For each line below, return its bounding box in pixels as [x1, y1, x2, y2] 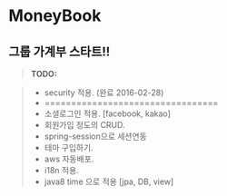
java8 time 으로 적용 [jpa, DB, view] [44, 176, 174, 187]
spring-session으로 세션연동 [44, 131, 147, 142]
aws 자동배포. [44, 153, 94, 164]
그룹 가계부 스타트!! [8, 44, 111, 59]
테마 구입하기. [44, 142, 94, 152]
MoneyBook [8, 5, 102, 26]
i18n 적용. [44, 165, 79, 175]
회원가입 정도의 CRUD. [44, 120, 125, 130]
